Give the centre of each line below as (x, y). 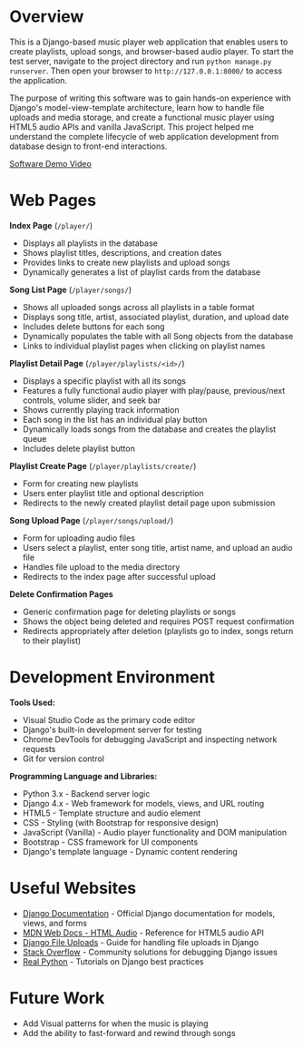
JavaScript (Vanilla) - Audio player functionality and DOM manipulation (155, 832)
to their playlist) (52, 641)
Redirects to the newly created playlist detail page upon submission (149, 503)
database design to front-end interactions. (88, 146)
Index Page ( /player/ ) (51, 225)
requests (39, 749)
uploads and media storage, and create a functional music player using (142, 117)
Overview (47, 17)
